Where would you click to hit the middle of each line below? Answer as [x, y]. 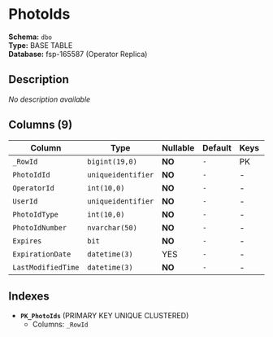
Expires [27, 241]
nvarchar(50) [112, 228]
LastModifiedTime [46, 267]
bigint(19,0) [112, 161]
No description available [50, 99]
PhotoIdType [36, 214]
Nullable [178, 147]
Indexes [29, 296]
